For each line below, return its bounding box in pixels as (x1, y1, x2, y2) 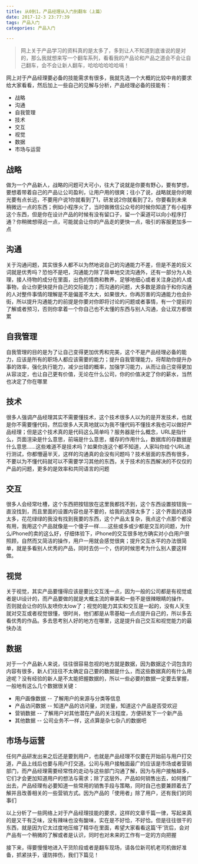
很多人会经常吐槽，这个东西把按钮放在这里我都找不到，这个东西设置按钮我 (6, 501, 187, 508)
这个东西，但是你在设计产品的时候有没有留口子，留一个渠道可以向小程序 (6, 211, 181, 218)
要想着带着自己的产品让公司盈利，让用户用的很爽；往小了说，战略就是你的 (6, 189, 187, 196)
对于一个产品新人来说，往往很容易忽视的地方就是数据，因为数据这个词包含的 (6, 660, 192, 667)
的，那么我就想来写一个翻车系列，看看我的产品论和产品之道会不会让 (20, 54, 186, 62)
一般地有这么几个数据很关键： (6, 682, 78, 689)
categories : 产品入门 (6, 25, 56, 31)
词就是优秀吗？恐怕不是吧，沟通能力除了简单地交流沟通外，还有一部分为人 (6, 269, 187, 276)
